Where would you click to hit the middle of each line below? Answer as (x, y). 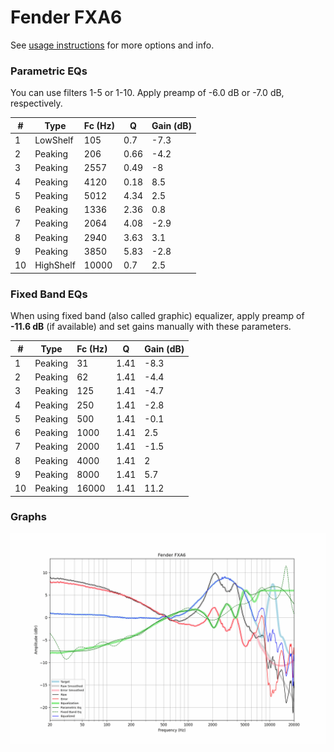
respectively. (36, 103)
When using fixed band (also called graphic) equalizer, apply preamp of (157, 316)
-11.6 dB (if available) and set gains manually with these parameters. (151, 327)
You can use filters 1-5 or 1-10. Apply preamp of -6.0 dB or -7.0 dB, (147, 93)
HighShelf (55, 265)
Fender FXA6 (66, 17)
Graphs (28, 517)
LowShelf (54, 140)
